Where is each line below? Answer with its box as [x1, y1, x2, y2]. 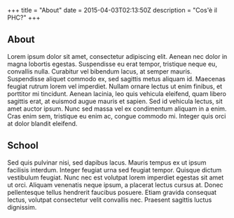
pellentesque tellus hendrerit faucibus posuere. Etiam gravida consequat [7, 188, 217, 196]
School [7, 139, 39, 151]
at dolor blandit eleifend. [7, 119, 78, 128]
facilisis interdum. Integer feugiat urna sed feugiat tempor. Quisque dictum [7, 165, 222, 174]
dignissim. [7, 203, 37, 211]
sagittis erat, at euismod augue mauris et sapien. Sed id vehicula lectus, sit [7, 97, 223, 105]
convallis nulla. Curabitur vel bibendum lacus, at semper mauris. [7, 67, 193, 76]
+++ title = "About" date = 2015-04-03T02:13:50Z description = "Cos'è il [7, 6, 218, 14]
